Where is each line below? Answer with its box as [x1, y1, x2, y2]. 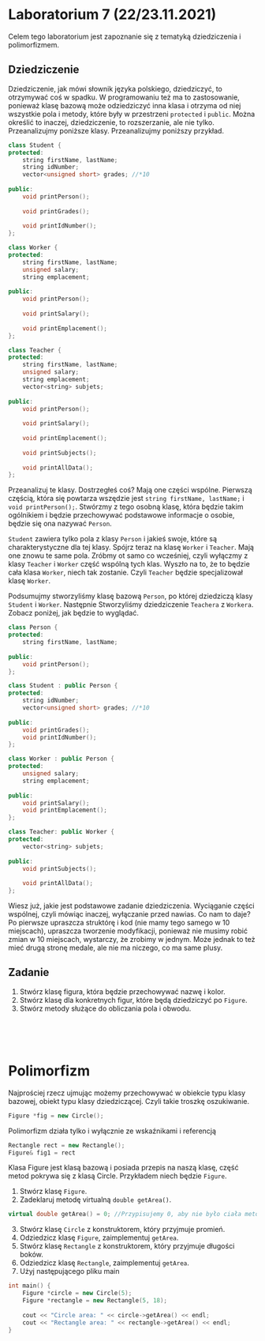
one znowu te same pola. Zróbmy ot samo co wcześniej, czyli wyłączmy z [8, 551, 248, 560]
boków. [19, 1250, 43, 1260]
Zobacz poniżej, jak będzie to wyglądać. [8, 608, 140, 618]
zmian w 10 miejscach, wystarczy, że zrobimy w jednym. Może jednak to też [8, 935, 256, 944]
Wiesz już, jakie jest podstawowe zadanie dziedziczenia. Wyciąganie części [8, 901, 255, 910]
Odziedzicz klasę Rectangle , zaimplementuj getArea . [19, 1258, 189, 1268]
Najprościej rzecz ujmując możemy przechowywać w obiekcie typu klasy [8, 1088, 246, 1098]
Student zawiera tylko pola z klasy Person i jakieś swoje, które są [8, 534, 218, 544]
